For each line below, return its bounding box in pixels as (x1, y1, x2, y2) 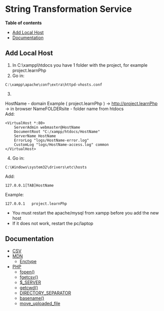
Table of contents (5, 20, 42, 26)
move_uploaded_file (19, 300, 61, 306)
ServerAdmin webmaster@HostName (14, 125, 80, 130)
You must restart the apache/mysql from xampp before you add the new (12, 210, 159, 216)
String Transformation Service (5, 3, 132, 15)
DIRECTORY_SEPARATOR (19, 290, 71, 296)
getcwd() (19, 284, 38, 290)
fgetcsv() (19, 274, 38, 280)
